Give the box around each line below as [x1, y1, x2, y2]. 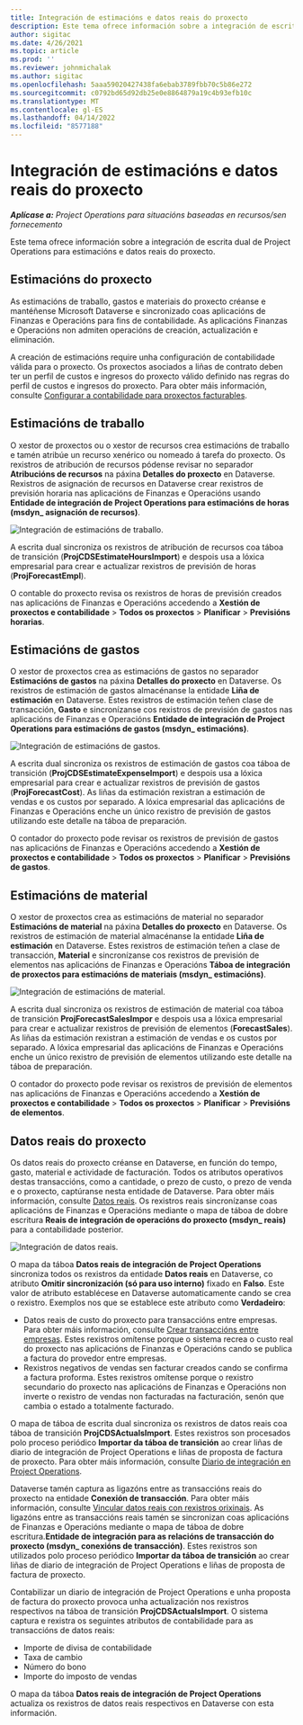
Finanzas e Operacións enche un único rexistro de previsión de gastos [10, 806, 272, 817]
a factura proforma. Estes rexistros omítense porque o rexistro [22, 1372, 254, 1382]
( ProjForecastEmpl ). [10, 570, 86, 581]
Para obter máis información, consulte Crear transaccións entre [22, 1324, 259, 1335]
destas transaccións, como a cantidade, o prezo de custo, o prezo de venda [10, 1176, 292, 1187]
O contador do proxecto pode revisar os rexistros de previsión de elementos [10, 1078, 293, 1089]
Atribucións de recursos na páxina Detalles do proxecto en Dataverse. [10, 469, 275, 479]
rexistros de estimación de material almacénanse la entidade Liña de [10, 931, 264, 942]
